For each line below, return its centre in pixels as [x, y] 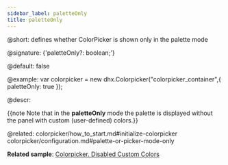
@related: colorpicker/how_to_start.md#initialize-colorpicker [92, 134]
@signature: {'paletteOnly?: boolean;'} [61, 53]
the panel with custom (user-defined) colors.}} [73, 120]
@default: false [28, 66]
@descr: [19, 99]
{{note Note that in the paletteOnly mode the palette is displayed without [110, 113]
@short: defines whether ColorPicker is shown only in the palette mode [108, 39]
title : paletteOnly [35, 20]
